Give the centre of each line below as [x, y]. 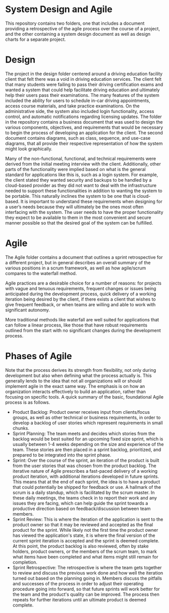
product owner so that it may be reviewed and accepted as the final [83, 524]
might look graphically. [29, 149]
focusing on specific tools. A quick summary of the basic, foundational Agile [84, 397]
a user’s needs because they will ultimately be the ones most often [74, 207]
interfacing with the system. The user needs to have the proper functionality [84, 212]
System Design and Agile [59, 9]
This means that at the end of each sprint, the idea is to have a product [86, 482]
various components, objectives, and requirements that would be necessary [84, 127]
